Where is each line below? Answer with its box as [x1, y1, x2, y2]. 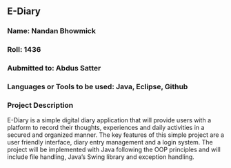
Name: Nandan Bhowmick [7, 26, 97, 36]
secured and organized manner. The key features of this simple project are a [7, 131, 225, 139]
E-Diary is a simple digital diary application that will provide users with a [7, 116, 212, 124]
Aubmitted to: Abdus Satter [7, 64, 101, 73]
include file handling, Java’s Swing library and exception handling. [7, 153, 194, 161]
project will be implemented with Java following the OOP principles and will [7, 145, 221, 154]
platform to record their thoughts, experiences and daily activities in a [7, 124, 205, 132]
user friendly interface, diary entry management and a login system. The [7, 138, 214, 147]
